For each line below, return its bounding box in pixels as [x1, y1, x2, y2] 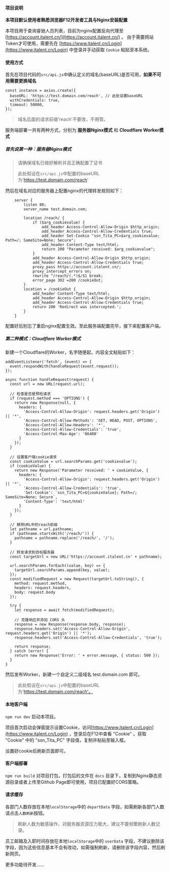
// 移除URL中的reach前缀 [10, 522, 58, 528]
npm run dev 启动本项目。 [5, 714, 58, 720]
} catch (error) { [10, 649, 49, 654]
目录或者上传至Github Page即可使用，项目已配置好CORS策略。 [9, 779, 141, 785]
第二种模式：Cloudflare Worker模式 [5, 335, 81, 341]
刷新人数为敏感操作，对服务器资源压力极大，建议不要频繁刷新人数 [17, 821, 156, 827]
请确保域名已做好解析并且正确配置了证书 [17, 160, 103, 166]
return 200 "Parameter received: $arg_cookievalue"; [41, 247, 156, 252]
